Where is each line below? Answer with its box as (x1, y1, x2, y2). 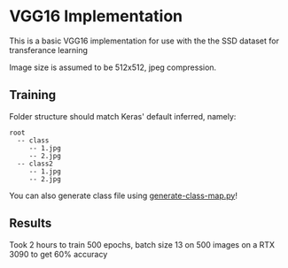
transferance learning (9, 44, 89, 55)
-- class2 (17, 159, 53, 168)
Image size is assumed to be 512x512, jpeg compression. (9, 62, 217, 73)
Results (9, 216, 52, 231)
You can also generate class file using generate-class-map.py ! (9, 190, 237, 201)
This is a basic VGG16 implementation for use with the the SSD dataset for (9, 35, 279, 46)
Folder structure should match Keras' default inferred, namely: (9, 111, 237, 121)
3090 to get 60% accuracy (9, 249, 108, 259)
